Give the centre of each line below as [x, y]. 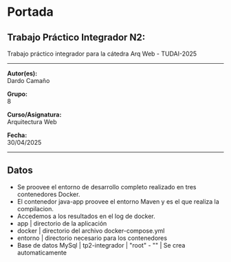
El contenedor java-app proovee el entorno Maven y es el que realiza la [118, 201]
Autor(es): [22, 73]
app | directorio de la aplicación [62, 223]
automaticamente [42, 252]
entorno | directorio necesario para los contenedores [92, 238]
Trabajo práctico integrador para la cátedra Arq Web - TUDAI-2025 [102, 53]
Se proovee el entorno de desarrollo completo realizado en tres [107, 187]
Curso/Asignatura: [34, 115]
